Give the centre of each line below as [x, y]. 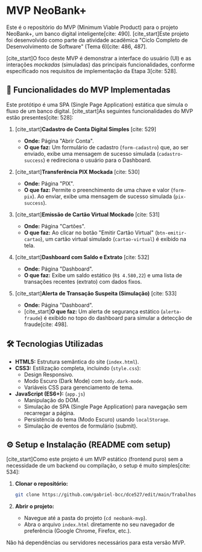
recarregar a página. [49, 413]
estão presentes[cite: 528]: [40, 117]
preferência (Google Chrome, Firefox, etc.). [77, 531]
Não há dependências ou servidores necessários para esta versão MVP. [96, 543]
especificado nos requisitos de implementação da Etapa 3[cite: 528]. [92, 71]
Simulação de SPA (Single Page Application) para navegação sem [106, 406]
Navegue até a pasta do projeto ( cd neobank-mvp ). [85, 518]
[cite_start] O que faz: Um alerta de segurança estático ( [93, 311]
